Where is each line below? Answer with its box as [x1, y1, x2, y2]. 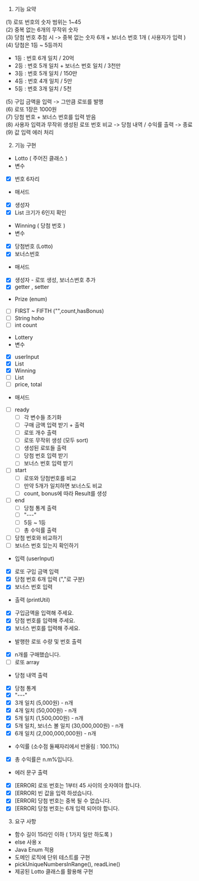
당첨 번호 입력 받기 [23, 452, 69, 459]
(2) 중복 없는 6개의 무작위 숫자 [6, 26, 78, 33]
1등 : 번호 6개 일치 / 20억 [14, 54, 75, 61]
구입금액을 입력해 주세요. [14, 609, 74, 617]
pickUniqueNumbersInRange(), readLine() [14, 861, 121, 868]
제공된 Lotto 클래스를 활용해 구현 [14, 868, 93, 875]
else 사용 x [14, 838, 42, 846]
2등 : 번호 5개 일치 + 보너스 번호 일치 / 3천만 [14, 62, 121, 69]
